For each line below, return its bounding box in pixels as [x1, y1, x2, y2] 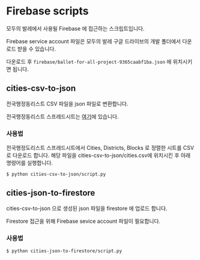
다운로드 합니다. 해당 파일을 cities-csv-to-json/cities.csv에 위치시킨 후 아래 [12, 152, 191, 159]
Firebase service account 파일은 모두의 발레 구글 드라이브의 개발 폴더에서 [6, 37, 181, 45]
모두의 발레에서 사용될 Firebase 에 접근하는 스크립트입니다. [6, 25, 145, 32]
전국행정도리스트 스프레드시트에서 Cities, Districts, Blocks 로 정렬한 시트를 [6, 144, 182, 152]
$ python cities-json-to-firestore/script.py [6, 248, 122, 254]
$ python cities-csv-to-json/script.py [6, 172, 106, 178]
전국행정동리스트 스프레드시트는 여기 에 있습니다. [6, 113, 119, 120]
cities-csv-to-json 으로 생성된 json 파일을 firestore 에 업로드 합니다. [6, 205, 168, 212]
